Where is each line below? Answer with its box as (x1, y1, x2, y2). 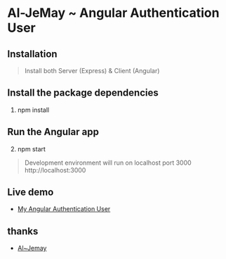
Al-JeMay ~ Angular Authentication (7, 5, 220, 21)
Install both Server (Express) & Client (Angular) (24, 67, 160, 75)
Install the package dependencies (7, 87, 159, 99)
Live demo (7, 187, 54, 198)
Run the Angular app (7, 126, 100, 138)
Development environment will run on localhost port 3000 (24, 158, 192, 167)
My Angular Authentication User (17, 205, 111, 213)
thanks (7, 225, 39, 237)
